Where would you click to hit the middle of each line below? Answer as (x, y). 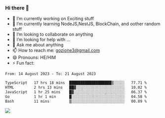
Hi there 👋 (17, 8)
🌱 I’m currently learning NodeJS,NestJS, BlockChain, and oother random (86, 24)
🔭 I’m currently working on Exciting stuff (53, 19)
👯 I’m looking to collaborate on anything (53, 35)
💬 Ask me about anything (38, 45)
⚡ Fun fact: (23, 63)
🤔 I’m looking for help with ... (41, 39)
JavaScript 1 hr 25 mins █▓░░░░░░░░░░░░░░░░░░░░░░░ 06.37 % (76, 92)
